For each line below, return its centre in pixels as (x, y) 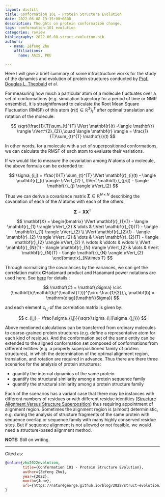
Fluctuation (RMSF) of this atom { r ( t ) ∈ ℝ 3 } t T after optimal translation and (79, 110)
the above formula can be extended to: (44, 166)
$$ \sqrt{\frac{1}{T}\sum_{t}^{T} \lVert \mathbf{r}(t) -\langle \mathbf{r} (82, 126)
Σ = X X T (82, 212)
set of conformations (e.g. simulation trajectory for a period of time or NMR (81, 99)
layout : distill (22, 10)
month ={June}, (37, 481)
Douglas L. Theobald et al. (32, 84)
